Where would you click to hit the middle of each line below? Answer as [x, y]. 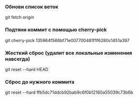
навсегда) [18, 59]
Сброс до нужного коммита [40, 82]
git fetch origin [20, 17]
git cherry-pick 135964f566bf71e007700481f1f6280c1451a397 [67, 40]
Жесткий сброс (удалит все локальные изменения [69, 53]
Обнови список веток [32, 7]
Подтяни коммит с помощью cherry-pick [56, 30]
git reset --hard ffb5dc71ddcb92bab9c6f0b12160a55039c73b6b [69, 92]
